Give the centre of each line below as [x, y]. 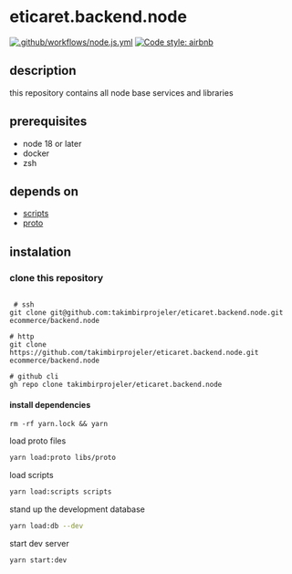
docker [36, 153]
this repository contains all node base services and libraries [122, 92]
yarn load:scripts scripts [61, 492]
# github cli [34, 377]
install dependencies [50, 404]
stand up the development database [78, 509]
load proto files [38, 441]
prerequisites [48, 122]
